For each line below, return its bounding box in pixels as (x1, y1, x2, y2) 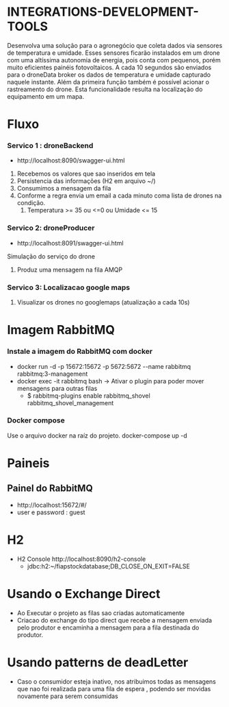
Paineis (7, 455, 50, 470)
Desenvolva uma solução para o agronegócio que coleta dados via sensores (7, 41, 223, 49)
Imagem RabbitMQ (7, 322, 115, 338)
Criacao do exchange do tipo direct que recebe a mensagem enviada (16, 616, 213, 624)
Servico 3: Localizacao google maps (7, 283, 131, 292)
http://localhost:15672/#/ (16, 501, 87, 509)
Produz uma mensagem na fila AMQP (16, 265, 123, 274)
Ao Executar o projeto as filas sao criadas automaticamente (16, 608, 185, 617)
